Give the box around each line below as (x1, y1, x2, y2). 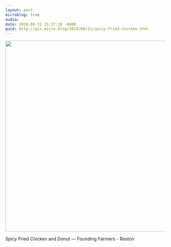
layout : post (5, 7, 33, 13)
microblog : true (5, 12, 40, 17)
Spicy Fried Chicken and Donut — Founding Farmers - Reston (5, 236, 135, 242)
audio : (5, 17, 19, 22)
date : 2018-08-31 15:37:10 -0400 (5, 21, 76, 27)
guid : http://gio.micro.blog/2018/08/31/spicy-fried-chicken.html (5, 26, 149, 32)
